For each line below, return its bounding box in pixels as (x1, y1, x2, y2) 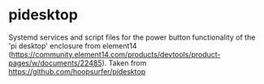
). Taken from (101, 58, 147, 68)
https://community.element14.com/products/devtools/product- (11, 49, 221, 59)
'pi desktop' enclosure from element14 (8, 40, 137, 50)
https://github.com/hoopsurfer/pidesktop (8, 66, 146, 76)
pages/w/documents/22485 (8, 58, 102, 68)
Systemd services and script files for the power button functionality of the (8, 32, 256, 42)
